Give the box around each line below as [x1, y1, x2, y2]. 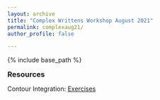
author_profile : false [7, 30, 74, 38]
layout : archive [7, 10, 55, 18]
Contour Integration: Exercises [7, 84, 96, 93]
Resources [7, 70, 45, 79]
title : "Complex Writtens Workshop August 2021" [7, 17, 154, 24]
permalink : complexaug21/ [7, 23, 84, 30]
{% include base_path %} [7, 56, 82, 65]
